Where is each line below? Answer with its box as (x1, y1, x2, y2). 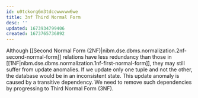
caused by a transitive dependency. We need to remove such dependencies (6, 78, 192, 86)
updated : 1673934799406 (6, 25, 65, 31)
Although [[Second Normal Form (6, 47, 86, 54)
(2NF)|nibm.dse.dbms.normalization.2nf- (87, 47, 187, 54)
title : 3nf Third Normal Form (6, 14, 81, 20)
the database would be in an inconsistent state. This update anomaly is (6, 72, 180, 80)
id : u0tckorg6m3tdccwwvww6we (6, 8, 78, 15)
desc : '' (6, 20, 28, 26)
